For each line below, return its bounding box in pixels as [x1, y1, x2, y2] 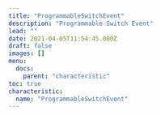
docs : [15, 65, 35, 73]
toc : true [8, 79, 42, 87]
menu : [8, 57, 27, 66]
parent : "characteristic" [23, 72, 111, 80]
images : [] [8, 49, 45, 57]
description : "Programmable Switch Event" [8, 19, 154, 28]
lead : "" [8, 27, 38, 35]
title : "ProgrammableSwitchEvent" [8, 11, 125, 20]
